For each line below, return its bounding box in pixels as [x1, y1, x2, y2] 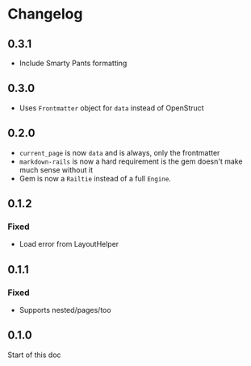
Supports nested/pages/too [19, 306, 111, 314]
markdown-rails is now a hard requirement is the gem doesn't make [19, 156, 243, 166]
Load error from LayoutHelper [19, 239, 119, 249]
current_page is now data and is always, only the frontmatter [19, 148, 220, 157]
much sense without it [19, 164, 94, 174]
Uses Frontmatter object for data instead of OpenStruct [19, 102, 204, 113]
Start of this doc [7, 350, 61, 360]
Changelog [7, 5, 83, 23]
